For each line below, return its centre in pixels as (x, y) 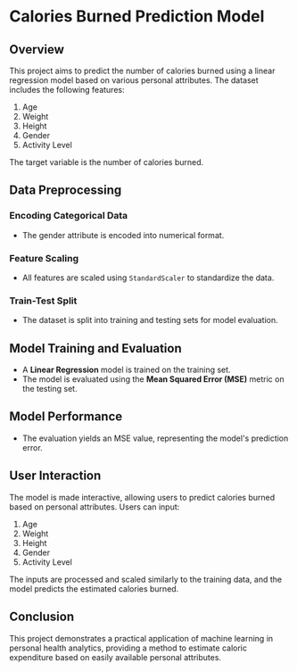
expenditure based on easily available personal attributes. (115, 657)
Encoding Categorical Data (69, 216)
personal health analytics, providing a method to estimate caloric (128, 648)
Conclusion (42, 617)
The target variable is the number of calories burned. (107, 162)
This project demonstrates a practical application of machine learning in (141, 638)
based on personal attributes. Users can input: (95, 507)
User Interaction (55, 476)
